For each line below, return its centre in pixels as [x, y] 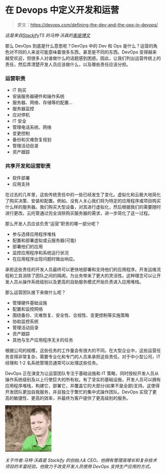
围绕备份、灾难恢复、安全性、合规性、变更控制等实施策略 [71, 315]
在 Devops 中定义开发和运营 [62, 10]
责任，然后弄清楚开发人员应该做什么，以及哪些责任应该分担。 [68, 64]
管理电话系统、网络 [32, 127]
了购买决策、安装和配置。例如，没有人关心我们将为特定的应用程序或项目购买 [83, 200]
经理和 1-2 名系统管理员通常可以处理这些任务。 [53, 363]
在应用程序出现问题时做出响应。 [45, 259]
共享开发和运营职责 [28, 166]
